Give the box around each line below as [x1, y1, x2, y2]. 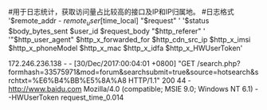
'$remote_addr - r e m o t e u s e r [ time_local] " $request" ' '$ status [8, 16, 210, 27]
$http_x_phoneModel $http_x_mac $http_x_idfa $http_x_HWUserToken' [8, 43, 243, 53]
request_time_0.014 [61, 92, 124, 102]
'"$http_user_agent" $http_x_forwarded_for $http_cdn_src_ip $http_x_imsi [8, 34, 251, 44]
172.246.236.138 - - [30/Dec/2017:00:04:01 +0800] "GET [8, 58, 196, 68]
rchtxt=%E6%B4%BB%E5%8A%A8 [8, 75, 128, 85]
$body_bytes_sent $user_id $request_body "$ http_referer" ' [8, 26, 206, 36]
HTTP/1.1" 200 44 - [128, 75, 191, 85]
